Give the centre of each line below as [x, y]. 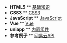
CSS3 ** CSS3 [25, 13]
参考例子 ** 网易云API [32, 35]
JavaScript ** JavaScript [36, 18]
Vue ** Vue [22, 23]
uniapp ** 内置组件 [29, 29]
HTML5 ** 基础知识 [30, 7]
